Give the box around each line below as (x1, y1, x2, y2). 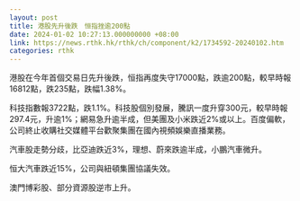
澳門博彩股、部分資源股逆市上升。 (9, 182, 136, 193)
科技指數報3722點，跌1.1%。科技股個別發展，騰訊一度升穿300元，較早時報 (9, 102, 288, 113)
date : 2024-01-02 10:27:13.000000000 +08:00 (9, 30, 179, 39)
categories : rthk (9, 47, 75, 56)
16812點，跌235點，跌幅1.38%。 (9, 83, 132, 94)
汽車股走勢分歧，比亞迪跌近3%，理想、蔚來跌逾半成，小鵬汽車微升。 (9, 144, 268, 155)
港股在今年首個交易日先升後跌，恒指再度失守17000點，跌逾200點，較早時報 (9, 73, 292, 83)
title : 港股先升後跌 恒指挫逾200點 (9, 22, 131, 31)
